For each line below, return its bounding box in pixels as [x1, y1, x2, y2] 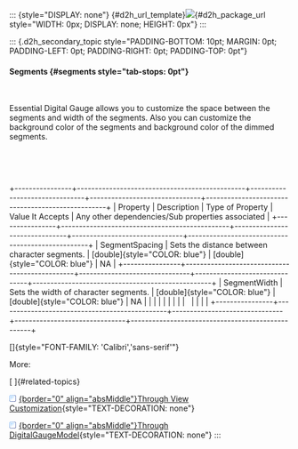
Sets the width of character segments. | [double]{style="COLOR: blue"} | [9, 287, 276, 298]
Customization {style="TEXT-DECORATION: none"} [9, 403, 196, 413]
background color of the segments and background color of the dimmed [9, 122, 275, 132]
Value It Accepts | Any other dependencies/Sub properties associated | [9, 212, 270, 222]
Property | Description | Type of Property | [117, 202, 273, 212]
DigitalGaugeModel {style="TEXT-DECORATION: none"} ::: [9, 429, 221, 440]
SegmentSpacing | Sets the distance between [100, 240, 269, 251]
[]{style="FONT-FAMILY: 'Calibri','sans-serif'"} [9, 342, 180, 353]
